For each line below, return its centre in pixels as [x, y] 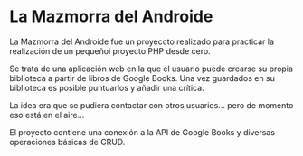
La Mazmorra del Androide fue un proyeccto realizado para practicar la [142, 41]
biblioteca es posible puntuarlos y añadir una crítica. [107, 87]
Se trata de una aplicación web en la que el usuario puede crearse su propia [151, 69]
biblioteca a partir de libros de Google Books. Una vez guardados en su [142, 78]
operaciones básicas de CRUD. [67, 142]
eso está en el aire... [47, 115]
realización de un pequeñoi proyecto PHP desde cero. [110, 50]
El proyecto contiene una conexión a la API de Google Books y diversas [142, 132]
